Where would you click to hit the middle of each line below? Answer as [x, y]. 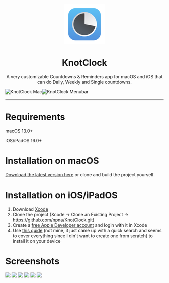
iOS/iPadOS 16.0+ [24, 140]
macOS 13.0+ [19, 131]
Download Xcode [30, 209]
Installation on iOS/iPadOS [61, 195]
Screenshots [32, 261]
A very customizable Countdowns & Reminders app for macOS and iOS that [84, 76]
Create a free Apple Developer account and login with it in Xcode [80, 225]
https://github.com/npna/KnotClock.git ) [53, 220]
